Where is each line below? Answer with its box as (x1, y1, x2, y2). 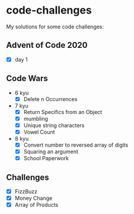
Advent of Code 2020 (6, 40, 88, 50)
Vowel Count (23, 128, 55, 135)
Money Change (14, 194, 53, 202)
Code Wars (6, 73, 49, 83)
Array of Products (14, 202, 59, 209)
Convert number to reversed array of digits (23, 141, 129, 148)
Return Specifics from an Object (23, 108, 103, 115)
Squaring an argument (23, 148, 78, 155)
